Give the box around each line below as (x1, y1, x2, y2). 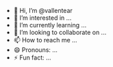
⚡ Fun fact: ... (13, 53, 51, 62)
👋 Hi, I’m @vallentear (13, 7, 73, 14)
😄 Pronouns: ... (13, 46, 58, 54)
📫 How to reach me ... (13, 36, 77, 44)
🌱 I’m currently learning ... (13, 21, 87, 29)
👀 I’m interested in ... (13, 14, 72, 22)
